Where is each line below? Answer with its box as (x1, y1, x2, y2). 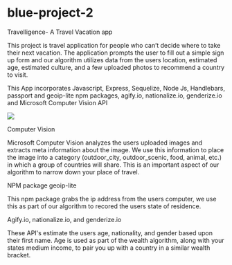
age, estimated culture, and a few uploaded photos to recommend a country (7, 63, 225, 71)
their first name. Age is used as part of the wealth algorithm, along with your (7, 236, 225, 244)
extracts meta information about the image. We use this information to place (7, 145, 224, 154)
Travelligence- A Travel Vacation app (7, 28, 113, 36)
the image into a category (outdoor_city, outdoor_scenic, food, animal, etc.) (7, 153, 222, 161)
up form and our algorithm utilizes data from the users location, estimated (7, 55, 217, 64)
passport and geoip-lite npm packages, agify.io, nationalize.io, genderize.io (7, 91, 223, 100)
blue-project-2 (7, 5, 93, 21)
